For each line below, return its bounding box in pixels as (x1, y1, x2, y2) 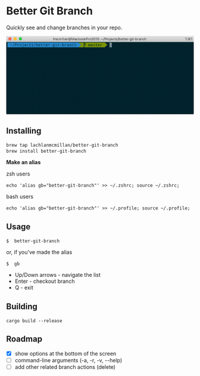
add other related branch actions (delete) (14, 363, 116, 371)
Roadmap (6, 334, 43, 344)
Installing (6, 125, 42, 135)
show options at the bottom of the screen (14, 350, 117, 357)
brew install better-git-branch (6, 148, 86, 155)
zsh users (6, 170, 30, 177)
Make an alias (6, 159, 41, 166)
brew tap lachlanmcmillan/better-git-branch (6, 142, 118, 149)
